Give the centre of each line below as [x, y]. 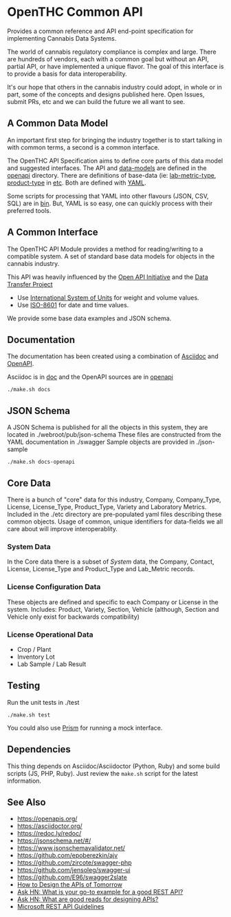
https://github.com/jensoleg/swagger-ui [74, 870]
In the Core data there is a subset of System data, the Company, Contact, [111, 561]
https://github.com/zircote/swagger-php [74, 863]
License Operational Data [50, 635]
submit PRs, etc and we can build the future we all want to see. [96, 101]
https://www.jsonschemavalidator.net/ [71, 848]
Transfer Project [30, 284]
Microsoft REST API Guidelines [60, 907]
